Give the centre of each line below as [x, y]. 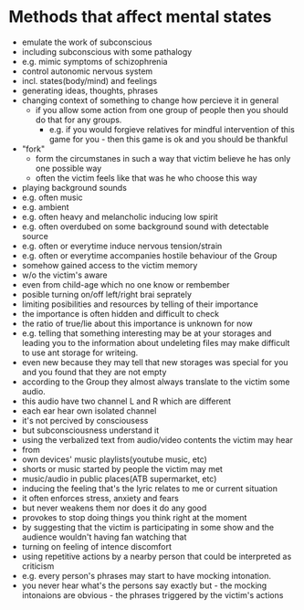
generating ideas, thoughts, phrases [90, 90]
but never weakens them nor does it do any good [114, 508]
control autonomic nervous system [87, 71]
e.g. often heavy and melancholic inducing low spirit [120, 216]
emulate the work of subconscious [87, 42]
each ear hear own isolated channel [89, 410]
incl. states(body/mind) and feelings [89, 80]
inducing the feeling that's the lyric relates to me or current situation [149, 488]
